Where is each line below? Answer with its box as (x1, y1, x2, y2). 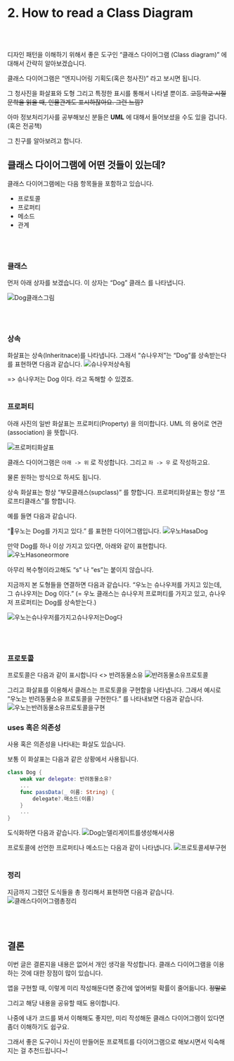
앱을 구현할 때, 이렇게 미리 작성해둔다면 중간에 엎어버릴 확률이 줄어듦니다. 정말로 (7, 984, 227, 993)
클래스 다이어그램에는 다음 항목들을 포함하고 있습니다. (7, 179, 154, 187)
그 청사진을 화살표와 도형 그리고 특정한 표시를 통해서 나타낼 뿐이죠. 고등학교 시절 (7, 89, 227, 97)
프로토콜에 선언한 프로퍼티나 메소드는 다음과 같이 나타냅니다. (7, 843, 173, 852)
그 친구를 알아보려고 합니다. (7, 136, 83, 145)
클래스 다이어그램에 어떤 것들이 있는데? (7, 159, 167, 171)
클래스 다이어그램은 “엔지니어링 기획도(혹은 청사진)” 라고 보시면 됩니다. (7, 74, 202, 82)
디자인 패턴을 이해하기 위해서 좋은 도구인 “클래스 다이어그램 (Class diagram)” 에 (7, 50, 227, 58)
